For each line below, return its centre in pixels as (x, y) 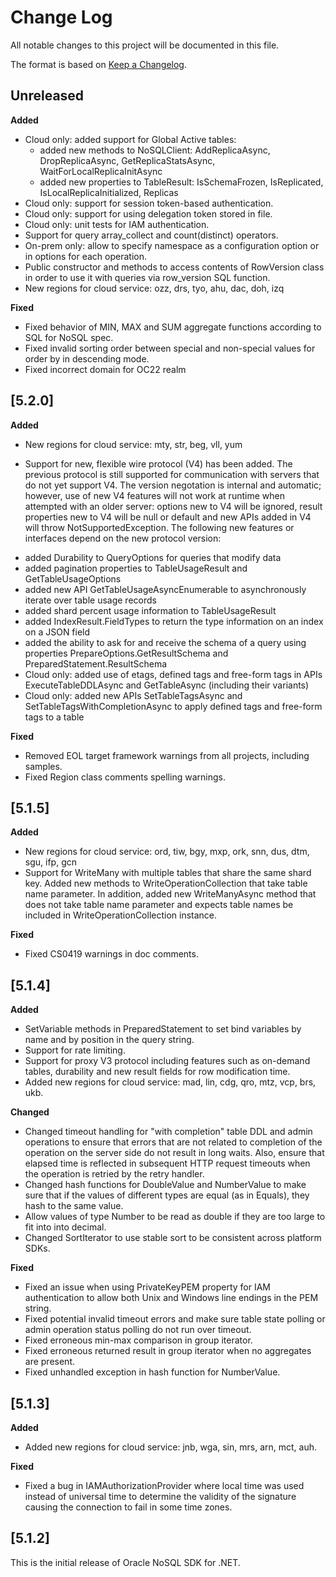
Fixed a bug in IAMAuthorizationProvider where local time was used (164, 1485)
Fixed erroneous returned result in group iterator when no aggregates (168, 1351)
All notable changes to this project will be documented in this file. (145, 45)
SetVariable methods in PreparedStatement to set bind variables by (163, 1029)
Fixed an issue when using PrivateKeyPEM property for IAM (147, 1287)
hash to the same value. (74, 1206)
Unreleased (47, 96)
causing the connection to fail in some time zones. (128, 1507)
